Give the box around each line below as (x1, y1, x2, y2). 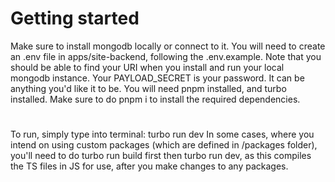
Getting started (10, 7, 140, 30)
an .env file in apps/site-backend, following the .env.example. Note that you (10, 50, 322, 62)
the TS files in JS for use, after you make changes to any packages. (10, 160, 289, 172)
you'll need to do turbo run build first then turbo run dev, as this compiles (10, 150, 312, 162)
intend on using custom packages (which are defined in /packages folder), (10, 139, 318, 151)
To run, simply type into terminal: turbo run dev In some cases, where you (10, 128, 315, 141)
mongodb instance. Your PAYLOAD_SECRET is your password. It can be (10, 72, 305, 84)
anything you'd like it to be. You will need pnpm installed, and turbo (10, 82, 287, 94)
